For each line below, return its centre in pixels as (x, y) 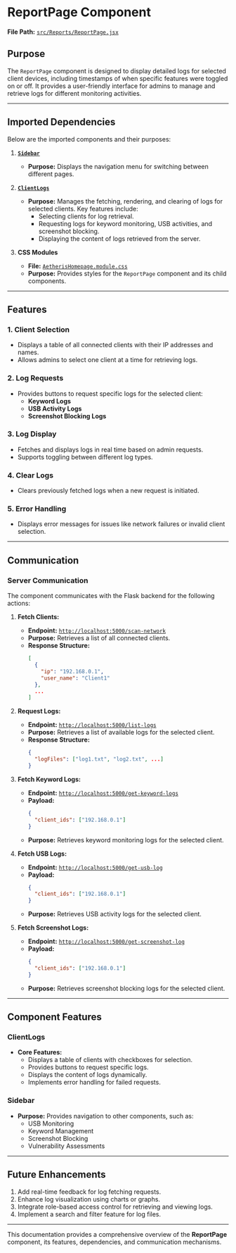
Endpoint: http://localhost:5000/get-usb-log (95, 867)
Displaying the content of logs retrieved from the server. (119, 238)
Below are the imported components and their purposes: (89, 139)
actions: (19, 604)
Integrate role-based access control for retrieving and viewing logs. (115, 1207)
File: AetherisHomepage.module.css (78, 266)
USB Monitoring (51, 1123)
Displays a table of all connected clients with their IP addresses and (115, 345)
